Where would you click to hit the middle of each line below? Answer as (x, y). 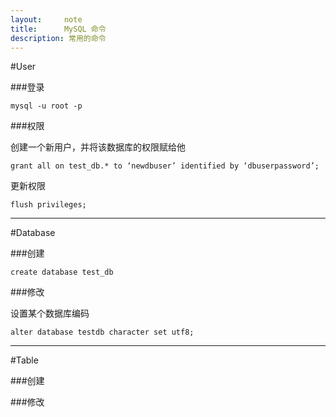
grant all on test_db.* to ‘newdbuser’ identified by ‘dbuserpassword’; (165, 166)
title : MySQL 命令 (58, 29)
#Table (24, 360)
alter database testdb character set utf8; (102, 332)
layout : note (46, 19)
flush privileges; (48, 205)
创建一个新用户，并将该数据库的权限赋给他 (98, 147)
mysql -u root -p (46, 106)
